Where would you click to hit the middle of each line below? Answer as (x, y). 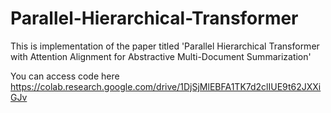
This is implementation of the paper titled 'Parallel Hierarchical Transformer (165, 46)
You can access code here (65, 76)
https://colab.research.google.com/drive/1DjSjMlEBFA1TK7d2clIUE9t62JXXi (166, 86)
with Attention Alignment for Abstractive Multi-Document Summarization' (161, 56)
